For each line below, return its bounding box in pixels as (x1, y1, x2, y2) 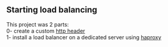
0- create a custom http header (6, 27, 86, 34)
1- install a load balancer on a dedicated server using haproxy (6, 33, 162, 41)
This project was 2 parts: (6, 20, 69, 28)
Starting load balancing (6, 5, 98, 15)
